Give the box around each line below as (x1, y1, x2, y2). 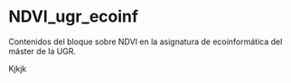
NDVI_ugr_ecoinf (8, 6, 139, 27)
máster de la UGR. (8, 45, 77, 56)
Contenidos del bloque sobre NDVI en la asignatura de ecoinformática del (8, 36, 283, 47)
